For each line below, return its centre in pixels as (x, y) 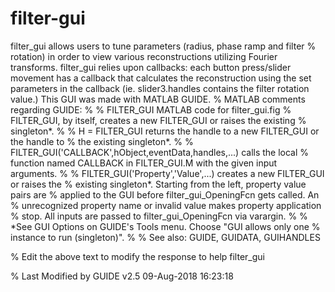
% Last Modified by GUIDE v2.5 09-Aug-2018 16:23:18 (122, 276)
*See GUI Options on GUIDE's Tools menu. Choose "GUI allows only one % (165, 226)
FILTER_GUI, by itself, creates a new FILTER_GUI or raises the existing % (158, 120)
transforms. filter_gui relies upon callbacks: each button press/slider (151, 67)
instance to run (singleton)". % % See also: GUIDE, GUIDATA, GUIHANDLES (165, 237)
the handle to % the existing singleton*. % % (102, 141)
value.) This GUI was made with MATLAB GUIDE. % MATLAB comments (158, 99)
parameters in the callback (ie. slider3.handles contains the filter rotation (160, 88)
